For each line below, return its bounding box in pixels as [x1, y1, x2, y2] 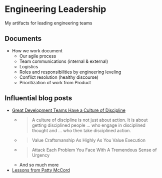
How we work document [11, 47, 63, 53]
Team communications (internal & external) [19, 58, 108, 64]
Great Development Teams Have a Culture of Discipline [11, 107, 126, 113]
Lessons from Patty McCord [11, 167, 70, 173]
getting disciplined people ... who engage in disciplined [31, 122, 146, 128]
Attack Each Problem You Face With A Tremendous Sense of [31, 147, 157, 153]
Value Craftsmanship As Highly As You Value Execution [31, 137, 146, 143]
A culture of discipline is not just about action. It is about [31, 117, 148, 123]
